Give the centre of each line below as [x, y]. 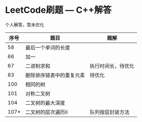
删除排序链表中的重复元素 [55, 75]
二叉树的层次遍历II [47, 112]
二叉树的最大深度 [45, 103]
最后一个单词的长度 [48, 47]
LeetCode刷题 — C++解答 [58, 10]
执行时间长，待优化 [112, 66]
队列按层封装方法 [110, 112]
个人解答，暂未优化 [25, 25]
